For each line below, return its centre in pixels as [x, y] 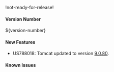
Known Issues [21, 65]
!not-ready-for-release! [30, 7]
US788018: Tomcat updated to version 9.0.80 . [61, 54]
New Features [20, 42]
